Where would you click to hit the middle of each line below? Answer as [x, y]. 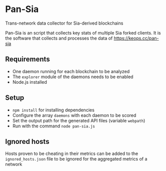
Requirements [27, 59]
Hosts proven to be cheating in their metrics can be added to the [72, 153]
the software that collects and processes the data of [59, 38]
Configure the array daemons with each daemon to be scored [74, 115]
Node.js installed [30, 82]
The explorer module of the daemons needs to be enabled [73, 77]
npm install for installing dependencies [53, 110]
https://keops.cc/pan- [136, 38]
